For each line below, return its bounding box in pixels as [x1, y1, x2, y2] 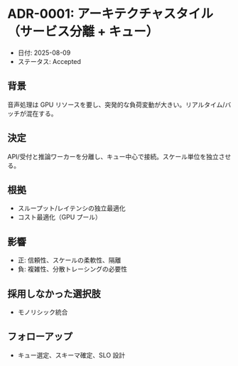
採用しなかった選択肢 [7, 288, 101, 300]
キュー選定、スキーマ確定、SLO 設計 [17, 350, 126, 359]
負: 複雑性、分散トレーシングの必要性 [17, 265, 128, 274]
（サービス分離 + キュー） [7, 23, 159, 40]
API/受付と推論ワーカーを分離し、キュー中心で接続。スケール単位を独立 [7, 152, 219, 161]
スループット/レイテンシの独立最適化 [17, 204, 126, 212]
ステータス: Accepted [17, 57, 82, 65]
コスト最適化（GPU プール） [17, 213, 102, 222]
